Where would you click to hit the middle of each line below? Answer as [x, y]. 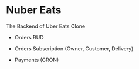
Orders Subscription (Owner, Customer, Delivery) [74, 48]
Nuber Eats [34, 10]
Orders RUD [29, 37]
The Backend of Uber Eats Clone [46, 26]
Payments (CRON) [37, 60]
